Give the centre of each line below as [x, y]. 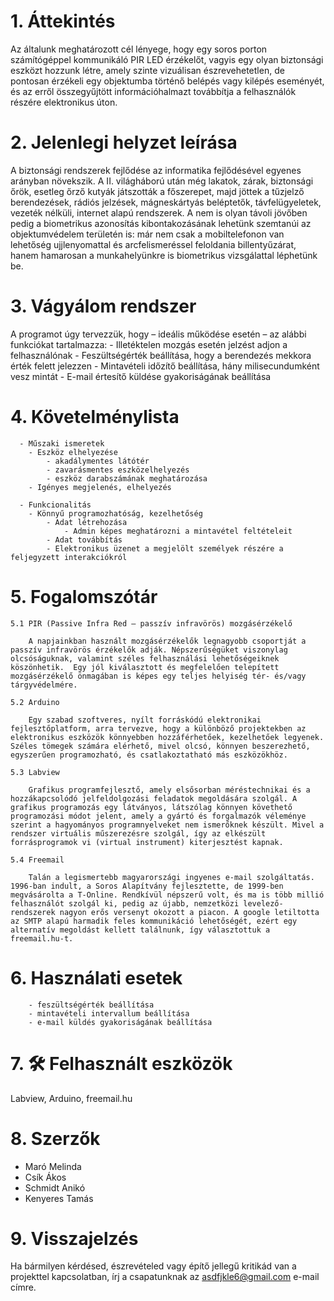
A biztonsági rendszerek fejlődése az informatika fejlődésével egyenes [156, 170]
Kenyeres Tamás [59, 1198]
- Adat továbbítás [84, 540]
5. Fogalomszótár [84, 596]
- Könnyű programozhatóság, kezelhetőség [115, 513]
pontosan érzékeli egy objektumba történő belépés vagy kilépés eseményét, [167, 81]
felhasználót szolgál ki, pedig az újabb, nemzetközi [125, 903]
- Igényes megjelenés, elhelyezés [100, 487]
